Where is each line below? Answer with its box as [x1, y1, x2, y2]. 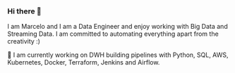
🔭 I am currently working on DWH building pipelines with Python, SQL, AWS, [7, 51, 229, 59]
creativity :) [7, 37, 41, 46]
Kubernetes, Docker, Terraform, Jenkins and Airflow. [7, 58, 160, 67]
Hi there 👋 [7, 6, 42, 16]
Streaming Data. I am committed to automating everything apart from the [7, 29, 219, 38]
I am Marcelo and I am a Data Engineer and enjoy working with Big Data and [7, 22, 228, 31]
